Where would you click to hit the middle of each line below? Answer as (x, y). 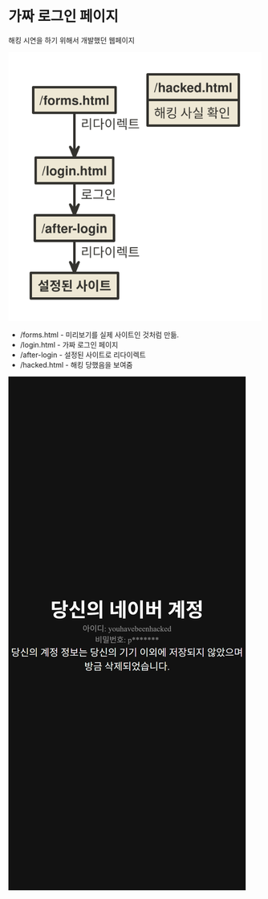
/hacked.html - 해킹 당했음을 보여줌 (76, 364)
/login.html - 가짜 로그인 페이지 (69, 344)
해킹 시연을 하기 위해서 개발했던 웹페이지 (71, 40)
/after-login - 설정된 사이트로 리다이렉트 (83, 355)
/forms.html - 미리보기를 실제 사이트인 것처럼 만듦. (99, 335)
